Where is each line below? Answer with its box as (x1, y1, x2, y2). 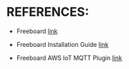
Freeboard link (16, 27, 58, 35)
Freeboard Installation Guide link (16, 40, 109, 48)
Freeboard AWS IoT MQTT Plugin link (16, 53, 122, 62)
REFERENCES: (6, 4, 89, 20)
